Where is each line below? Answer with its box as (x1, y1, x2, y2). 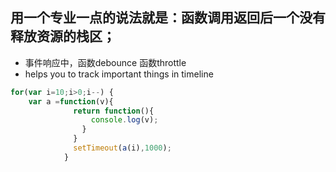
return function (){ (73, 106, 155, 116)
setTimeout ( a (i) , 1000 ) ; (73, 143, 172, 153)
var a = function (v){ (28, 96, 114, 107)
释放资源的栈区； (10, 28, 116, 45)
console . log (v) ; (90, 115, 159, 125)
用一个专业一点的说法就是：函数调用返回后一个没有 (10, 9, 326, 27)
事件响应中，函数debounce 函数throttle (24, 56, 187, 68)
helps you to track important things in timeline (24, 68, 214, 80)
